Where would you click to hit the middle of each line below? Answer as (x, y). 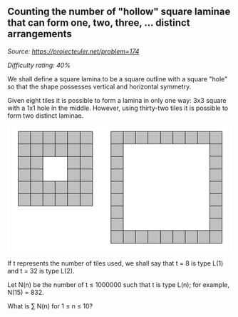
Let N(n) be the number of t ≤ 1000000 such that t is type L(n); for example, (119, 284)
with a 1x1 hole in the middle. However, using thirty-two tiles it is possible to (118, 108)
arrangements (40, 34)
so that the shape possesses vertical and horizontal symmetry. (99, 86)
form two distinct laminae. (46, 115)
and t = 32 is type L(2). (41, 271)
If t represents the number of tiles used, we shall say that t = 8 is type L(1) (115, 263)
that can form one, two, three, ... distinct (99, 23)
